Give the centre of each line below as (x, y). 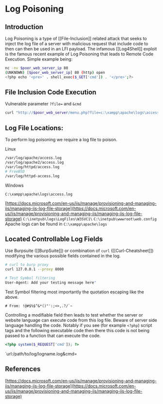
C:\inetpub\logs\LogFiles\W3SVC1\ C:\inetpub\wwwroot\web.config (90, 219)
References (23, 369)
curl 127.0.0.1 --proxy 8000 (34, 269)
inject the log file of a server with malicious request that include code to (77, 44)
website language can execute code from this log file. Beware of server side (81, 320)
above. (12, 297)
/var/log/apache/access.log (33, 158)
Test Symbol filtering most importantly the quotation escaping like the (74, 292)
